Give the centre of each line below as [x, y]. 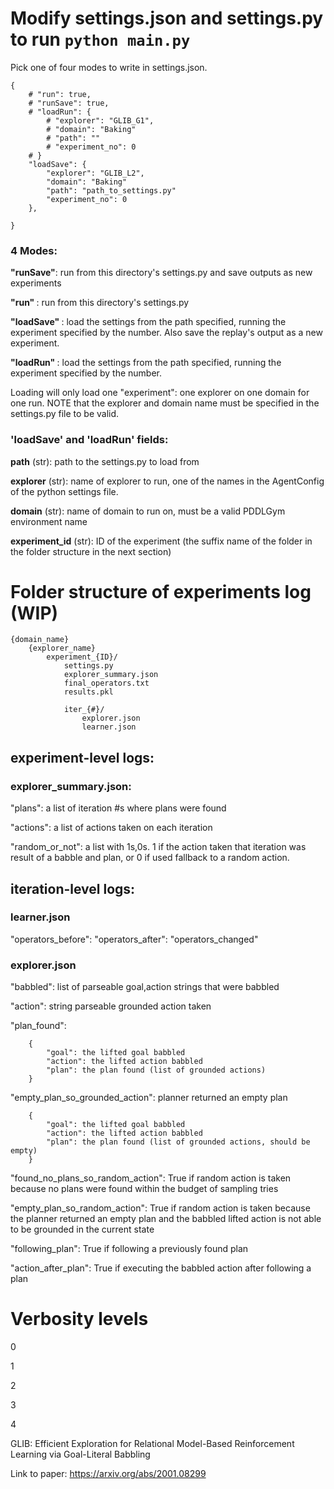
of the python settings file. [64, 491]
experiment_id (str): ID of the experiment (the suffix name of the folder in [161, 541]
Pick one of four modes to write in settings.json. [109, 67]
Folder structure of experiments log [161, 591]
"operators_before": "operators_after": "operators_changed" [134, 939]
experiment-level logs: [82, 757]
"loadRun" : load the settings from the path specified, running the [146, 363]
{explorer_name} [62, 648]
